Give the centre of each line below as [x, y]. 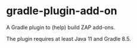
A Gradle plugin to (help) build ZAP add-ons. [60, 27]
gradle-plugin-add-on [62, 11]
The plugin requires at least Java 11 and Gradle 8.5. [68, 39]
